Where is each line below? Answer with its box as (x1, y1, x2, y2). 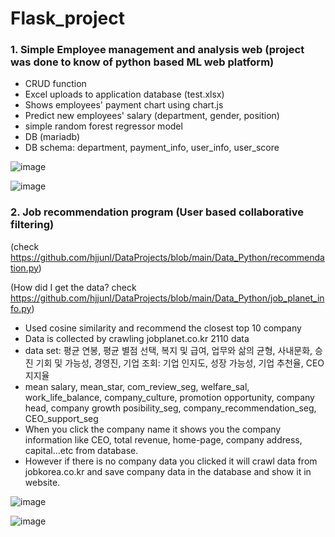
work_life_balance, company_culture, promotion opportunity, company (24, 391, 315, 403)
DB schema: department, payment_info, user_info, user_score (24, 142, 280, 154)
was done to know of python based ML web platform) (10, 55, 275, 69)
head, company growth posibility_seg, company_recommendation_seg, (24, 402, 317, 414)
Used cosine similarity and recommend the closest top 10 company (24, 322, 302, 334)
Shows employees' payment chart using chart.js (24, 99, 224, 111)
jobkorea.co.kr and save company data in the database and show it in (24, 465, 312, 477)
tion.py (10, 262, 39, 274)
